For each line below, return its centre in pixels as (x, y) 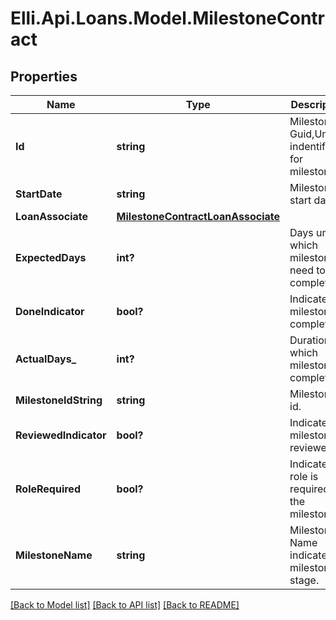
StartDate (39, 194)
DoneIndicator (50, 311)
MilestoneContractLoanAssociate (198, 216)
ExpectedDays (51, 257)
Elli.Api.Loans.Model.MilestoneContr (168, 18)
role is (304, 476)
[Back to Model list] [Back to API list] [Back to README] (125, 605)
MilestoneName (54, 555)
